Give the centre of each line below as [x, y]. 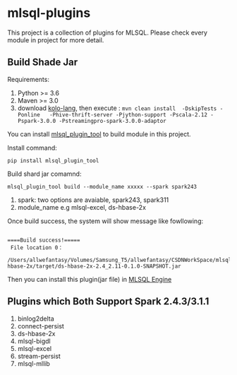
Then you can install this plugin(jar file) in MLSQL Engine [90, 279]
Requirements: [28, 79]
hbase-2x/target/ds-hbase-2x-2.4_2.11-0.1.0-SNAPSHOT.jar [94, 266]
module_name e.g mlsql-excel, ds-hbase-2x [82, 207]
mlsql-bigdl [34, 341]
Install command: [32, 148]
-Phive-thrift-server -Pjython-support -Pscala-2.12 [128, 114]
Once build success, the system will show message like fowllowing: [105, 221]
